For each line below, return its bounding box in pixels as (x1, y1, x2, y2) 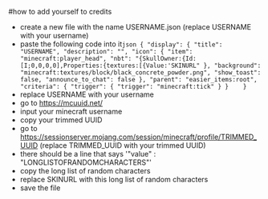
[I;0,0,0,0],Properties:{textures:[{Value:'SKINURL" (19, 62, 201, 70)
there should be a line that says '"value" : (19, 149, 156, 158)
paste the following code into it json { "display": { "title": (19, 39, 223, 49)
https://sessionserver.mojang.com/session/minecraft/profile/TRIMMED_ (19, 132, 258, 141)
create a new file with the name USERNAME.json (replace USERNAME (19, 22, 251, 31)
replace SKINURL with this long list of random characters (19, 175, 209, 184)
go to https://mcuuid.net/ (19, 98, 103, 107)
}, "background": (203, 62, 262, 70)
